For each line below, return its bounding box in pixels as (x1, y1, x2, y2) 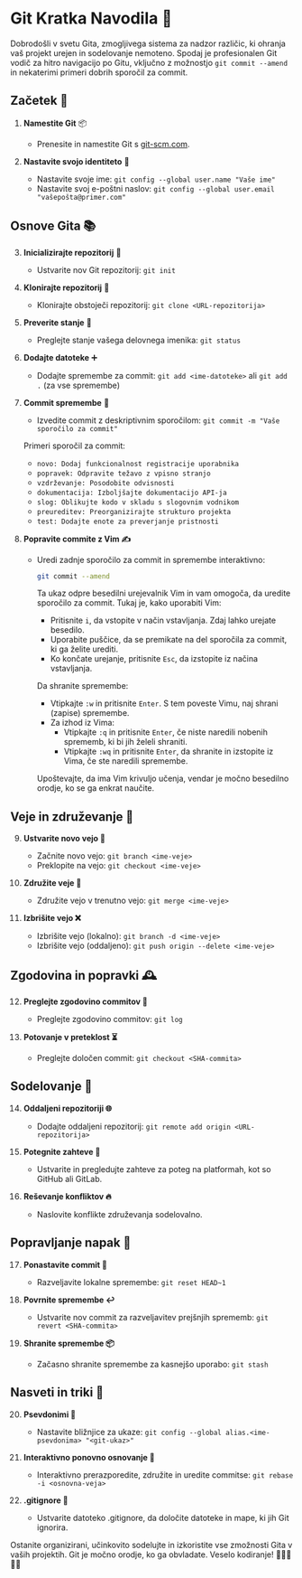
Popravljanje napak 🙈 (10, 1235, 132, 1251)
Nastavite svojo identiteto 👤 (23, 155, 130, 166)
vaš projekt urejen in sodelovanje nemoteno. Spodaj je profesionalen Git (10, 47, 278, 58)
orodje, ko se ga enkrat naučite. (36, 783, 155, 794)
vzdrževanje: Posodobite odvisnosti (36, 478, 175, 487)
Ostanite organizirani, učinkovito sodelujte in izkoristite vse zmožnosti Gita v (10, 1539, 293, 1550)
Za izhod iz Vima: (50, 718, 115, 728)
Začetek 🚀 (10, 93, 69, 108)
